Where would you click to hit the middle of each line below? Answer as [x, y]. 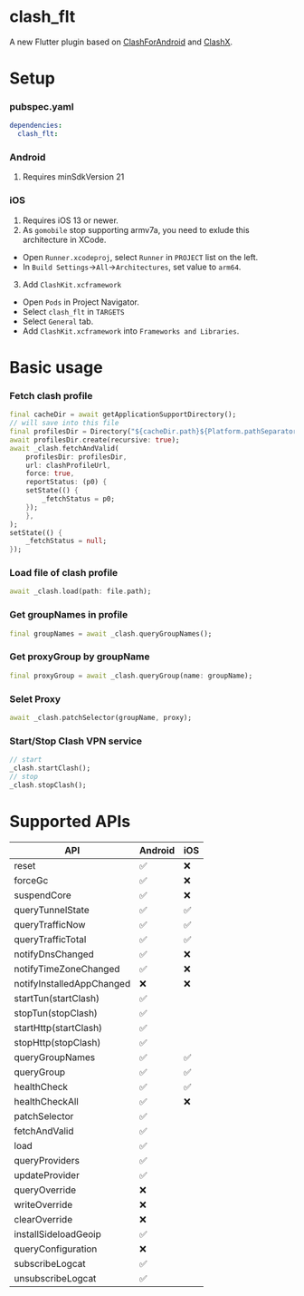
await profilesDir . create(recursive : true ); [95, 440]
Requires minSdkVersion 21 [73, 177]
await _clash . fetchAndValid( [64, 448]
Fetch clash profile [51, 395]
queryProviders [47, 1160]
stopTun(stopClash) [56, 1013]
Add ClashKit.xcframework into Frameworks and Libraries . [131, 331]
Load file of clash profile [64, 573]
